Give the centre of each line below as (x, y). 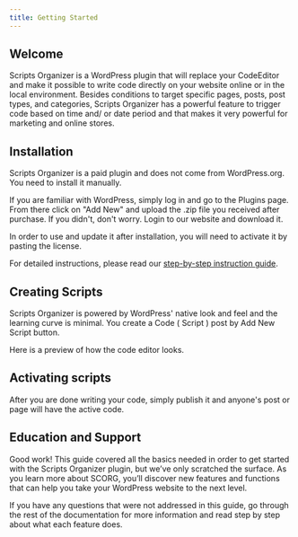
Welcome (36, 54)
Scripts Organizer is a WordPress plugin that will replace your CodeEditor (145, 75)
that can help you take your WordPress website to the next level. (128, 488)
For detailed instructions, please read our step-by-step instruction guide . (144, 264)
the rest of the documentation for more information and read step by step (145, 515)
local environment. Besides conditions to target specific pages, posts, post (147, 94)
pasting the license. (46, 246)
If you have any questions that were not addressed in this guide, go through (149, 505)
